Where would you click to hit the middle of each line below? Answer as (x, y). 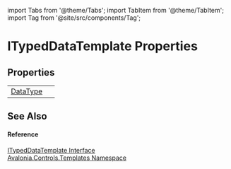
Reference (23, 134)
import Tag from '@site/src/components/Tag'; (74, 18)
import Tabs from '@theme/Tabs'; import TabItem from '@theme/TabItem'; (116, 10)
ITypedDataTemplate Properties (102, 46)
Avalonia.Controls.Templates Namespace (67, 158)
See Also (27, 116)
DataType (27, 91)
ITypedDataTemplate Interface (51, 150)
